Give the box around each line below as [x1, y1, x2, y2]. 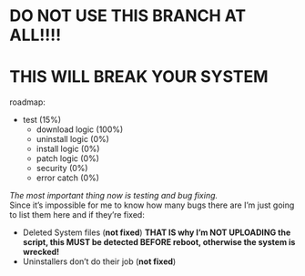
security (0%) [36, 163, 88, 174]
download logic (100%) [36, 124, 124, 135]
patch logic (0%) [36, 153, 100, 164]
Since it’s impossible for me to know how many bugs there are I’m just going [9, 199, 295, 210]
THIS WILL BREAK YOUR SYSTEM [9, 66, 269, 87]
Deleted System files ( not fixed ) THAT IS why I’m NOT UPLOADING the [22, 227, 291, 238]
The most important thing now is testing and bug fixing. [9, 190, 219, 201]
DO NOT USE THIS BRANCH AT [9, 5, 247, 26]
